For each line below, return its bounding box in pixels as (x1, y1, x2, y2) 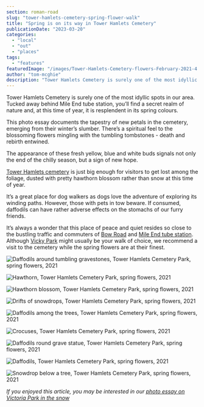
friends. (6, 212, 26, 220)
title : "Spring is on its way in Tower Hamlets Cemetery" (6, 20, 157, 26)
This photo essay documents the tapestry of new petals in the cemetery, (6, 118, 189, 126)
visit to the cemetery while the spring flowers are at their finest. (6, 243, 166, 251)
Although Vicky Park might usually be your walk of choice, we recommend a (6, 237, 198, 245)
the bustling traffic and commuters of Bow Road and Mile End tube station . (6, 231, 194, 238)
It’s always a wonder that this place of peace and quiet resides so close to (6, 224, 192, 232)
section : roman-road (6, 9, 59, 15)
